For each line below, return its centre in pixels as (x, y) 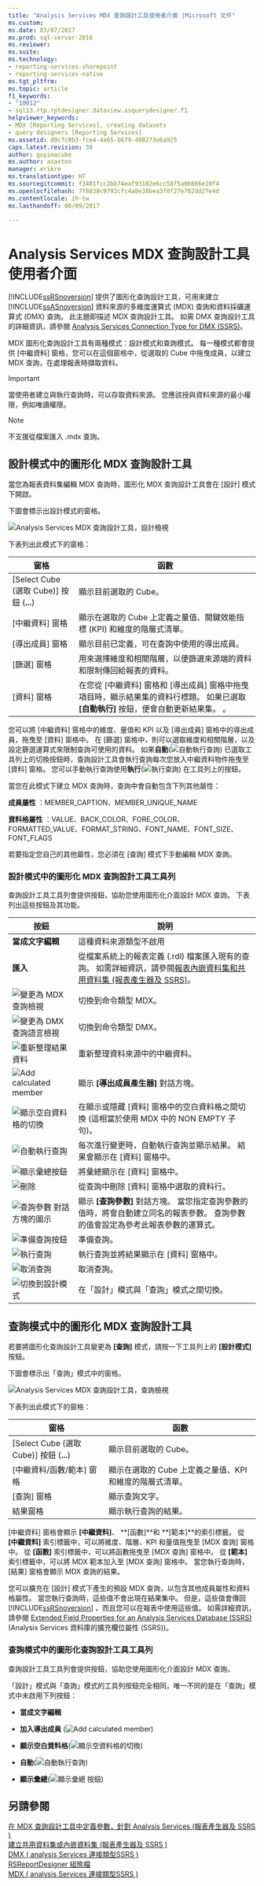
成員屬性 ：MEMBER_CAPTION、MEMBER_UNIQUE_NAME (103, 803)
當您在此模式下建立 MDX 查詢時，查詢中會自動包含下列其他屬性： (114, 786)
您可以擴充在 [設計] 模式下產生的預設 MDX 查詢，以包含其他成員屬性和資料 (129, 1588)
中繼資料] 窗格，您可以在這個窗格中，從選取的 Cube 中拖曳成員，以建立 (136, 353)
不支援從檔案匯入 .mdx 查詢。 (56, 437)
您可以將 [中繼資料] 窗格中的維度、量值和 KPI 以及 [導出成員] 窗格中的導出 (128, 730)
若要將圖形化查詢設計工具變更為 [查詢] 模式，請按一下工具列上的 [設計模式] (130, 1347)
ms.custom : (26, 23)
